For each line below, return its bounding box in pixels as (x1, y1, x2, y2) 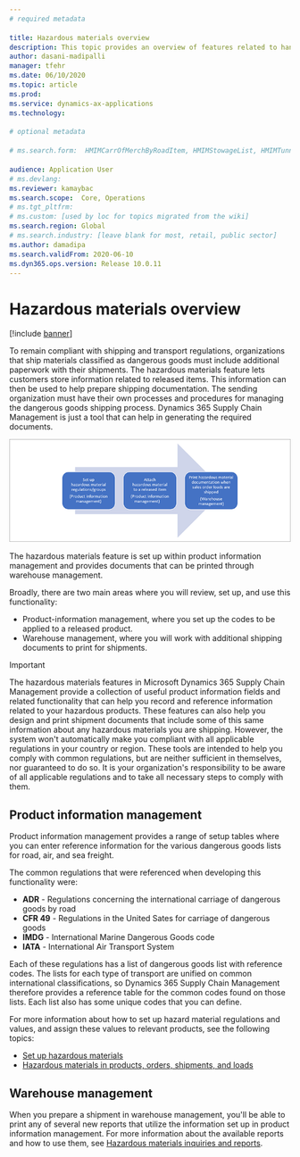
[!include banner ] (9, 329, 73, 339)
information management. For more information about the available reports (9, 1128, 284, 1139)
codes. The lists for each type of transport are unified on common (9, 969, 253, 979)
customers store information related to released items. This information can (9, 374, 287, 385)
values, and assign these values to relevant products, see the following (9, 1023, 271, 1035)
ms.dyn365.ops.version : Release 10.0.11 (9, 259, 162, 268)
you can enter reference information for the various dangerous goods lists (9, 840, 281, 852)
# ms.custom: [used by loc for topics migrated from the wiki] (9, 212, 250, 221)
